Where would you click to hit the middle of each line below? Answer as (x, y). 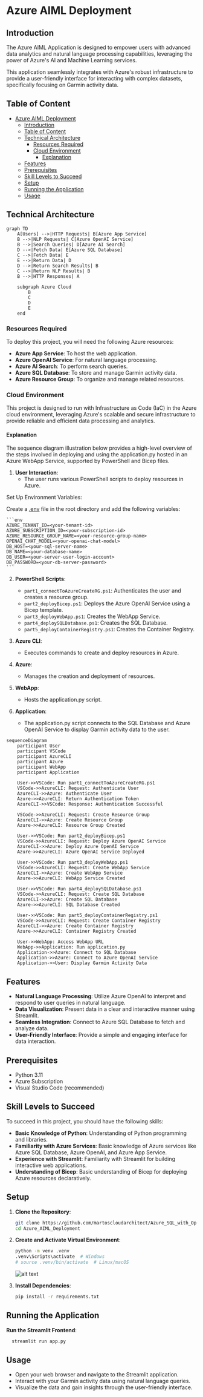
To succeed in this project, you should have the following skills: (85, 1121)
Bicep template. (43, 610)
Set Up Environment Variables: (44, 498)
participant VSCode (42, 751)
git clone (27, 1223)
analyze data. (32, 1028)
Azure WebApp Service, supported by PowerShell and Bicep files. (88, 461)
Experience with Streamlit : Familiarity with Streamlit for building (95, 1159)
